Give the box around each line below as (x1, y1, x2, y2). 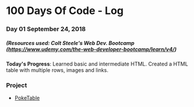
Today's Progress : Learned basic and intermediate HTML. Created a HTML (6, 60, 189, 68)
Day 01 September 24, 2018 (6, 25, 86, 33)
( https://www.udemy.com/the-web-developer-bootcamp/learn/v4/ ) (6, 46, 177, 53)
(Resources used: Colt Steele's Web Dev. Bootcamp (6, 39, 135, 46)
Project (6, 81, 28, 89)
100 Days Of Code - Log (6, 4, 124, 18)
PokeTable (14, 95, 40, 102)
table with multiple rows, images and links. (6, 67, 108, 74)
